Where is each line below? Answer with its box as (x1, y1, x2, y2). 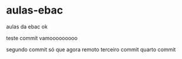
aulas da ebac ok (6, 23, 48, 30)
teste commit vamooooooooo (6, 34, 78, 41)
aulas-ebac (6, 4, 63, 17)
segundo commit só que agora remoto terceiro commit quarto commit (6, 45, 176, 53)
